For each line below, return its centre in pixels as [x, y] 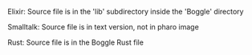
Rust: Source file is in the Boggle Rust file [75, 42]
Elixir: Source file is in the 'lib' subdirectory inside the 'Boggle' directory [126, 12]
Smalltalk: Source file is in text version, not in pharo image [104, 27]
